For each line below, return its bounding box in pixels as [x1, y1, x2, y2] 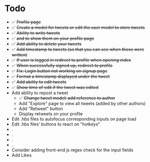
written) [11, 52, 28, 57]
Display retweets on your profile [18, 110, 83, 117]
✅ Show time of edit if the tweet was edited [11, 84, 99, 90]
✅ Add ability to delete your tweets [11, 41, 82, 47]
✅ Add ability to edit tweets [11, 79, 67, 85]
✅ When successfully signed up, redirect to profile [11, 62, 113, 68]
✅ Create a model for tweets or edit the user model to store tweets [11, 24, 145, 30]
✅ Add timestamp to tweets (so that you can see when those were [11, 46, 144, 52]
